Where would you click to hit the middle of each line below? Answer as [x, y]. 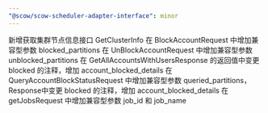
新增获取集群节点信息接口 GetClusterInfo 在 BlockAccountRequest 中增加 [130, 40]
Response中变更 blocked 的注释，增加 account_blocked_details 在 [118, 90]
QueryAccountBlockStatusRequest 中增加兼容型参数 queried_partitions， [130, 80]
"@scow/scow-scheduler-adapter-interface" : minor [94, 16]
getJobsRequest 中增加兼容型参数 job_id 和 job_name [98, 100]
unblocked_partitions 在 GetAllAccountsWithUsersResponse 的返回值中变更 [134, 60]
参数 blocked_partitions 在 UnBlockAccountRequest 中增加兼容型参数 [137, 50]
